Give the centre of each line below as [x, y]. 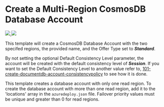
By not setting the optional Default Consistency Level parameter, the [75, 58]
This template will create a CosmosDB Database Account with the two [76, 43]
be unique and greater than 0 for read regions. [52, 99]
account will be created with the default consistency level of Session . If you [82, 63]
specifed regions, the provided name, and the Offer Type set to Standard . [80, 48]
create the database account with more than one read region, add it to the [80, 89]
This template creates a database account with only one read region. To [78, 83]
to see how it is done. [126, 74]
